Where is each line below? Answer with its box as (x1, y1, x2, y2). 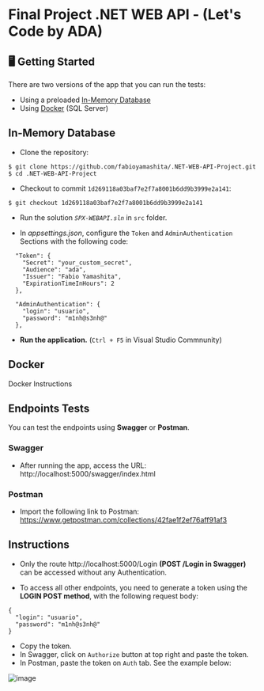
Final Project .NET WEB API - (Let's (8, 6, 242, 24)
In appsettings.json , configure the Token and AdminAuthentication (19, 228, 233, 237)
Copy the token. (19, 641, 73, 651)
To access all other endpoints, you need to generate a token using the (19, 583, 247, 592)
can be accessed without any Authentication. (19, 568, 168, 577)
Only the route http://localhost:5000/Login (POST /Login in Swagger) (19, 559, 247, 568)
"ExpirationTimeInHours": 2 (22, 279, 115, 287)
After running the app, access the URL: (19, 461, 147, 470)
